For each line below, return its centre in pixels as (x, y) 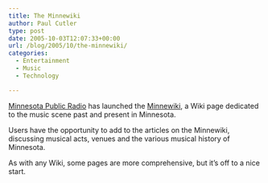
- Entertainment (43, 61)
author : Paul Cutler (43, 23)
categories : (28, 53)
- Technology (37, 76)
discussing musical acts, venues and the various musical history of (120, 139)
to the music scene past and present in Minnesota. (92, 114)
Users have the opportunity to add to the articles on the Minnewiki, (119, 130)
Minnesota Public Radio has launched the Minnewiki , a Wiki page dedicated (134, 106)
